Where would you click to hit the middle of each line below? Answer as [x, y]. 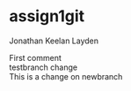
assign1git [47, 16]
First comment [35, 57]
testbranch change [43, 67]
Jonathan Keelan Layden [54, 41]
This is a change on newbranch [66, 76]
